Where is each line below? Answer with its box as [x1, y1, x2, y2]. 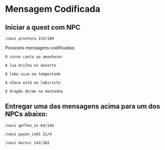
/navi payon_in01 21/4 [5, 132, 52, 137]
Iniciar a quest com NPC [5, 23, 81, 32]
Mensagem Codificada [5, 3, 100, 15]
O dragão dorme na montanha [5, 89, 63, 94]
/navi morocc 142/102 [5, 140, 50, 145]
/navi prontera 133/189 [5, 36, 54, 41]
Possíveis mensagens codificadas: [5, 45, 76, 50]
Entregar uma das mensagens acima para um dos [5, 102, 161, 111]
